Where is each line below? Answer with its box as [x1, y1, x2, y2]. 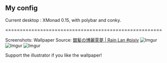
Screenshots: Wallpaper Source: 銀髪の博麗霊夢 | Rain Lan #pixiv [5, 37, 139, 43]
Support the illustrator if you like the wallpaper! [5, 52, 102, 58]
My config [5, 4, 38, 12]
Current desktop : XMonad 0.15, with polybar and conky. [5, 17, 121, 23]
